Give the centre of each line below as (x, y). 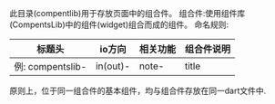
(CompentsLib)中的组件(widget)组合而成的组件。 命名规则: (119, 24)
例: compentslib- (51, 66)
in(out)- (112, 66)
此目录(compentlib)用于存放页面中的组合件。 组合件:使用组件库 (127, 13)
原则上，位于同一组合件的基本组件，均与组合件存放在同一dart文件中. (138, 90)
